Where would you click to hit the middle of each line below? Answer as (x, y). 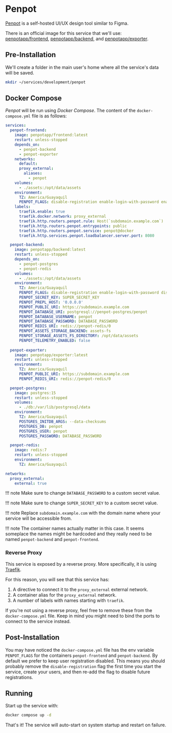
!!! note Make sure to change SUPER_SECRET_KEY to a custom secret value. (82, 503)
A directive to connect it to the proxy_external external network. (80, 589)
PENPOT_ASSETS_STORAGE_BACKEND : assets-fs (65, 331)
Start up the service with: (32, 706)
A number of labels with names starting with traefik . (68, 600)
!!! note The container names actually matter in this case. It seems (75, 529)
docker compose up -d (28, 715)
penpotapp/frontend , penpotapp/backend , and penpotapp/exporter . (77, 39)
